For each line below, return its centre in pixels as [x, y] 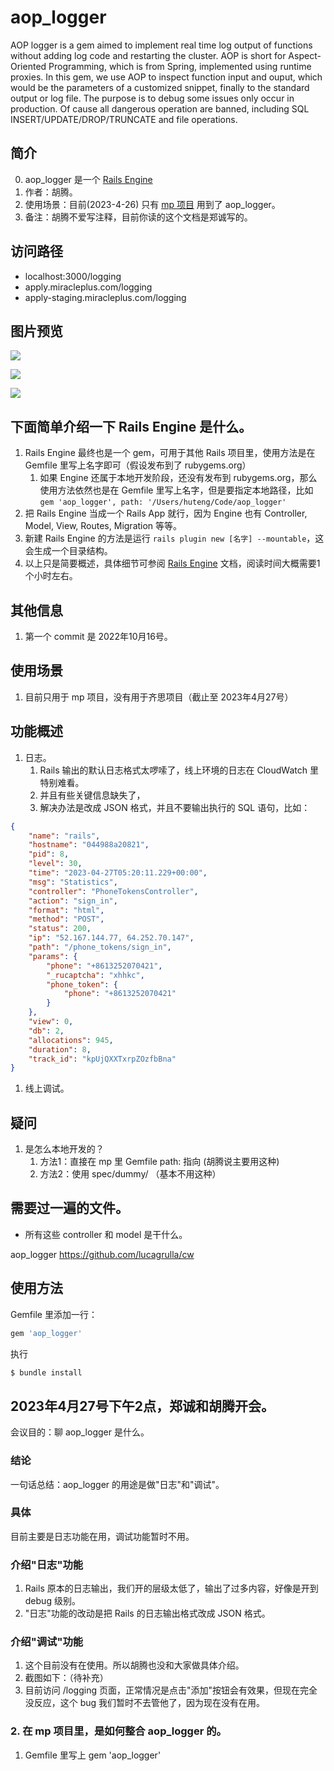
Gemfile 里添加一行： [54, 1314]
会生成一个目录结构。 [68, 551]
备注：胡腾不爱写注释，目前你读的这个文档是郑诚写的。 [138, 217]
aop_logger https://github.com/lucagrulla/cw [102, 1254]
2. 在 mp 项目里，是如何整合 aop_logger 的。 [118, 1731]
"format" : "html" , [66, 910]
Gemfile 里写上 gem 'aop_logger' [93, 1755]
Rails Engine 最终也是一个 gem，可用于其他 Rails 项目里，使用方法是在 [170, 453]
